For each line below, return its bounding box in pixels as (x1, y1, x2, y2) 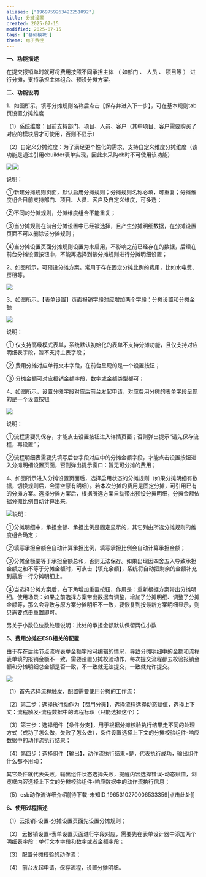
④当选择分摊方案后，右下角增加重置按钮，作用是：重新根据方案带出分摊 (6, 586, 191, 592)
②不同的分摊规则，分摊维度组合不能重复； (6, 209, 116, 216)
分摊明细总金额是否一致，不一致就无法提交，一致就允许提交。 (17, 663, 173, 670)
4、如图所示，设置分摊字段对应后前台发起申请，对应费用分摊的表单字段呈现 (6, 388, 198, 395)
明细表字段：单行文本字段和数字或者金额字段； (6, 838, 124, 845)
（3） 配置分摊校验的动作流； (6, 851, 82, 858)
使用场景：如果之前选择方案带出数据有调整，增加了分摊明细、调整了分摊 (17, 593, 200, 600)
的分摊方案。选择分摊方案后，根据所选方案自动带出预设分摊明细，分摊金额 (6, 490, 194, 497)
